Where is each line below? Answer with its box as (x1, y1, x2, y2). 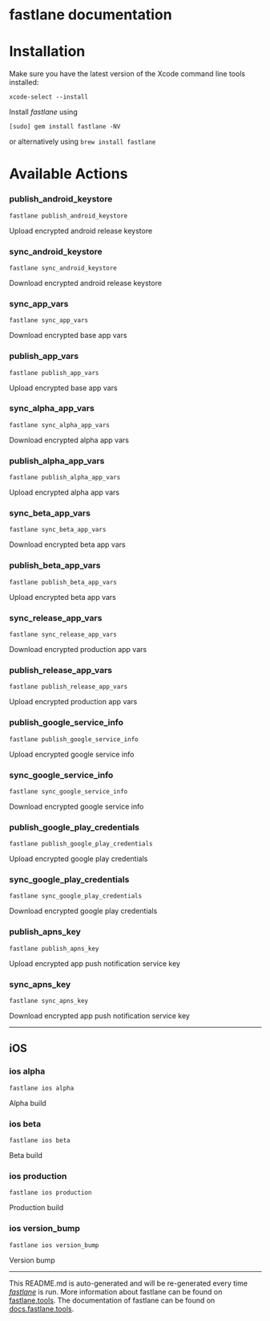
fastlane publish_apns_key (9, 944, 99, 952)
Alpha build (9, 1098, 46, 1107)
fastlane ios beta (9, 1136, 71, 1145)
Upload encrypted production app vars (9, 697, 138, 707)
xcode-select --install (9, 93, 89, 101)
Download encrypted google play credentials (9, 906, 158, 916)
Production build (9, 1203, 64, 1213)
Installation (9, 43, 86, 61)
